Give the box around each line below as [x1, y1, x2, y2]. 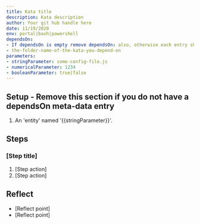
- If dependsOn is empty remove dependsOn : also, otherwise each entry [6, 42, 187, 48]
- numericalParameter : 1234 [6, 64, 76, 70]
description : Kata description [6, 14, 84, 20]
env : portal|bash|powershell [6, 31, 79, 37]
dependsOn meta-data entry [6, 101, 115, 111]
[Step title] [6, 152, 37, 160]
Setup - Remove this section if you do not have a [6, 92, 189, 102]
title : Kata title [6, 8, 52, 15]
